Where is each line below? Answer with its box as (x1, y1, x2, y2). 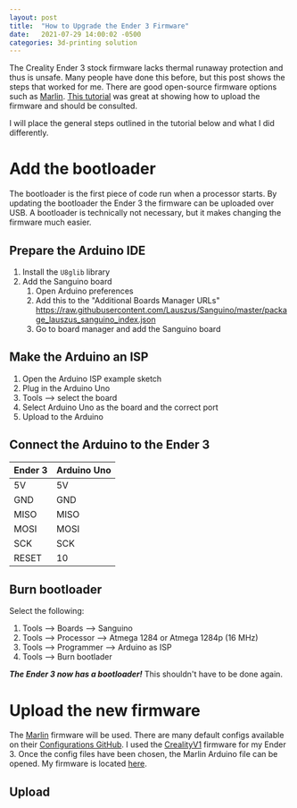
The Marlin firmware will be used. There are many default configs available (9, 730, 285, 741)
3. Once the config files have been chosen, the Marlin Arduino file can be (9, 749, 278, 760)
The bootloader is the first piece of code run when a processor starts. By (9, 189, 277, 200)
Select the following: (9, 606, 85, 617)
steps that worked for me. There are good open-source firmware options (9, 81, 277, 92)
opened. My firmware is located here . (9, 758, 147, 770)
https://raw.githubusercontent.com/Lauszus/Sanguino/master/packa (35, 305, 288, 315)
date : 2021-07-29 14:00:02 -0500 (9, 30, 142, 38)
